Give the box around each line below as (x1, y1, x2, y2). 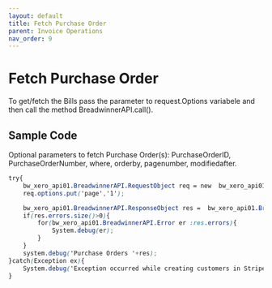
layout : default (8, 11, 63, 20)
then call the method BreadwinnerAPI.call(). (8, 105, 154, 114)
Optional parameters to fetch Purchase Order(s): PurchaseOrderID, (8, 150, 232, 159)
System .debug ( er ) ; (51, 226, 114, 235)
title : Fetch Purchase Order (8, 19, 107, 28)
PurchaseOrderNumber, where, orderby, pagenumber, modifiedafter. (8, 159, 237, 168)
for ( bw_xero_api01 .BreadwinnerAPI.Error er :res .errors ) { (37, 219, 237, 227)
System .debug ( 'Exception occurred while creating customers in (23, 264, 241, 273)
